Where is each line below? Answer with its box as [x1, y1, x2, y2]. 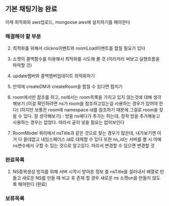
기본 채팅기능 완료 [5, 5, 58, 14]
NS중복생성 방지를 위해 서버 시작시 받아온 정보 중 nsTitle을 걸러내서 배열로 [12, 169, 159, 175]
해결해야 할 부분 [5, 33, 41, 40]
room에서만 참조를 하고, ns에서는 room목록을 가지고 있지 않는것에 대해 [12, 94, 152, 100]
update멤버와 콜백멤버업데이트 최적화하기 [12, 73, 95, 79]
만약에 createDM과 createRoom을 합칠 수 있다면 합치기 [12, 83, 123, 89]
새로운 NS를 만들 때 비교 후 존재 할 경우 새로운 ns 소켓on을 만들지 [22, 175, 151, 181]
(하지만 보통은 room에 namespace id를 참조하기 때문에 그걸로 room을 [19, 107, 158, 113]
